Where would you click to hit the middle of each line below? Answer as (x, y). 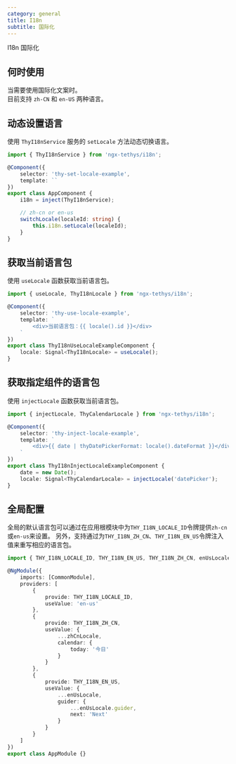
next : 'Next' (89, 714)
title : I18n (25, 20)
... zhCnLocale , (79, 636)
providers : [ (39, 584)
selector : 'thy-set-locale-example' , (75, 174)
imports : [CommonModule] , (58, 578)
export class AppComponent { (50, 194)
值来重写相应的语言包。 (41, 545)
